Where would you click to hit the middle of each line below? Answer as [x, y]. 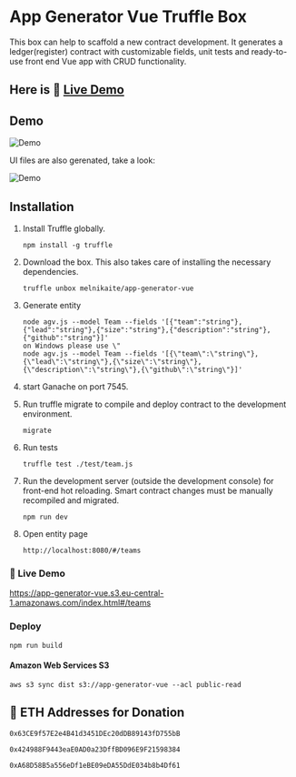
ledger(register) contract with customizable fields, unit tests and [129, 51]
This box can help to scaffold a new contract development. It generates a [146, 42]
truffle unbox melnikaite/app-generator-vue [108, 288]
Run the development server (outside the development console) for [148, 480]
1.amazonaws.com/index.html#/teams [80, 603]
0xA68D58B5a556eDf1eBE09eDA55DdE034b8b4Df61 [95, 765]
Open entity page [55, 533]
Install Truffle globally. [64, 228]
